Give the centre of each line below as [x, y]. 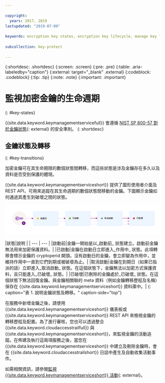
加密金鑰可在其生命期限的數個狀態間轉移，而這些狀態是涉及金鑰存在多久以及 [82, 168]
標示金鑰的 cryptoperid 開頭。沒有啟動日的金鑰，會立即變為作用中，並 [85, 256]
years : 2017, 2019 [28, 21]
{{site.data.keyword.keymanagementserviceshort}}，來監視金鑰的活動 [76, 334]
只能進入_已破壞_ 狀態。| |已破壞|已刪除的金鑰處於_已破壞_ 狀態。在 [86, 274]
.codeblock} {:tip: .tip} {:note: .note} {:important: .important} [66, 77]
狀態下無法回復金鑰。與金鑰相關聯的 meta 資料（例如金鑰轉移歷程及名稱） [84, 280]
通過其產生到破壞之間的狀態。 [39, 197]
